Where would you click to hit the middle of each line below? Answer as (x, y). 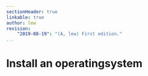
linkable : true (25, 17)
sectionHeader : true (32, 12)
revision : (19, 28)
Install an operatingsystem (74, 64)
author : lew (21, 23)
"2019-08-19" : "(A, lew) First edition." (69, 34)
